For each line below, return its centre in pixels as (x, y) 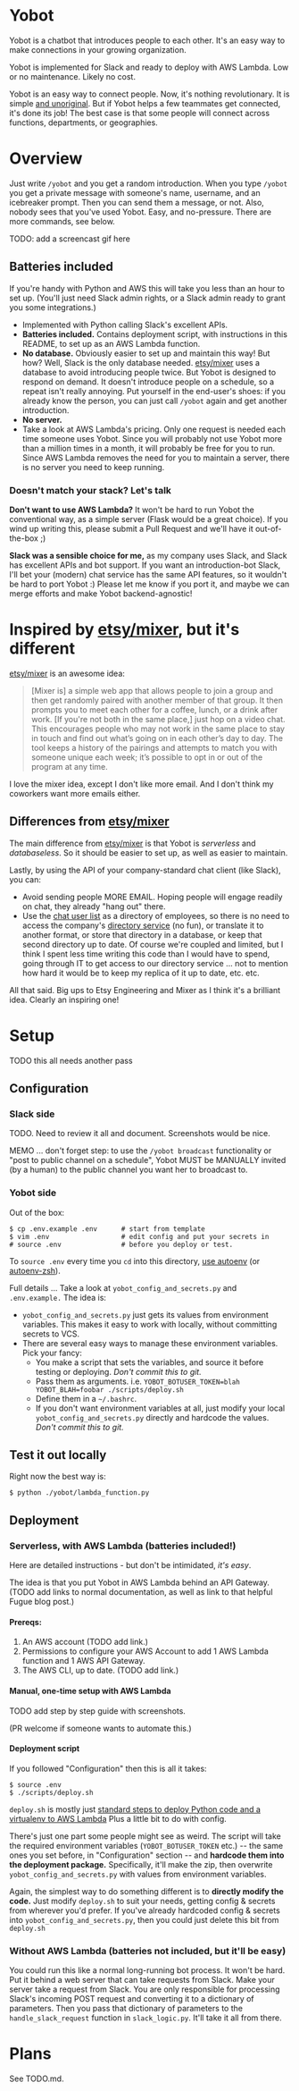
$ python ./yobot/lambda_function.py (79, 1493)
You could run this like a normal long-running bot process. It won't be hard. (147, 1970)
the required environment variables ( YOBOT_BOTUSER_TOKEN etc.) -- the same (146, 1845)
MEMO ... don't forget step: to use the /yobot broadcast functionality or (141, 1151)
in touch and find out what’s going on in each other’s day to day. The (157, 738)
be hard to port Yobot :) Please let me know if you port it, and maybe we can (149, 584)
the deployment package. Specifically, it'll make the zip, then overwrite (141, 1864)
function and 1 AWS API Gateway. (83, 1661)
